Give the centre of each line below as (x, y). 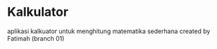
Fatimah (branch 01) (36, 38)
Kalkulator (38, 12)
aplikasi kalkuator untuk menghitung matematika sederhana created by (109, 31)
